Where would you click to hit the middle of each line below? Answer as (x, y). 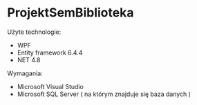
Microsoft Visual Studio (50, 86)
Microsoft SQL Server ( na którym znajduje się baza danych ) (104, 94)
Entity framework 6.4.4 (50, 52)
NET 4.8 (29, 59)
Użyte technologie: (34, 32)
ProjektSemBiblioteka (71, 13)
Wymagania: (25, 73)
